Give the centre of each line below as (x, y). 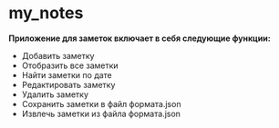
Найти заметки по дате (67, 74)
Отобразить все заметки (70, 65)
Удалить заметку (55, 94)
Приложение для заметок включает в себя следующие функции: (139, 38)
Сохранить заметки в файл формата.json (101, 103)
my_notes (46, 13)
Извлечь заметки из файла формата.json (101, 113)
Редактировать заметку (68, 84)
